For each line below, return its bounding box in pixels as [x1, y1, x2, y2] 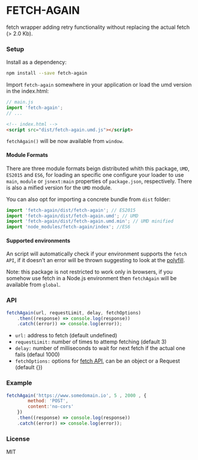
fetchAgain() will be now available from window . [6, 138, 124, 145]
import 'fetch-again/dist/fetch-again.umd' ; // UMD [6, 213, 138, 219]
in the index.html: [6, 88, 49, 95]
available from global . [6, 281, 61, 289]
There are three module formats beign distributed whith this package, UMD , [6, 165, 190, 172]
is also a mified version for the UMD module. [6, 184, 113, 191]
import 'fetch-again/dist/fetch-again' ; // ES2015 [6, 207, 136, 213]
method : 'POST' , [28, 398, 69, 404]
